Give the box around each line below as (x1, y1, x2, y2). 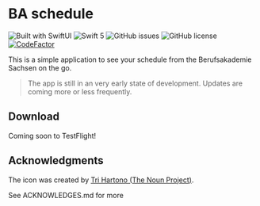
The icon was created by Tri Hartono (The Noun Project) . (8, 175, 194, 185)
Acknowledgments (8, 154, 105, 167)
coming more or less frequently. (27, 86, 132, 96)
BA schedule (8, 5, 94, 23)
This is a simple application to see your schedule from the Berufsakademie (8, 55, 252, 64)
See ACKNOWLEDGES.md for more (8, 190, 124, 200)
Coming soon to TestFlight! (8, 131, 97, 140)
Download (8, 110, 59, 124)
